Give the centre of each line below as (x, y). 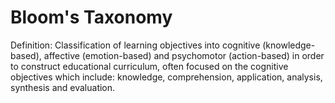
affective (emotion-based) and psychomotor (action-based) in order (184, 55)
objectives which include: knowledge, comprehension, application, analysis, (166, 77)
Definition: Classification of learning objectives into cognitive (135, 45)
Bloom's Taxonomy (91, 17)
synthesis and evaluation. (63, 87)
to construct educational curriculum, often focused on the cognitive (149, 66)
